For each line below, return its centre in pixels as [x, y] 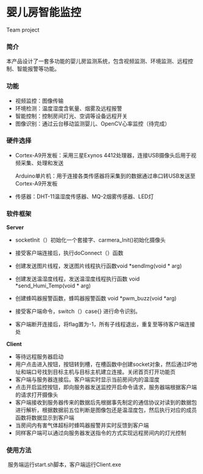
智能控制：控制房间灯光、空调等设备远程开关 [71, 116]
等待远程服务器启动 [39, 357]
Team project [23, 30]
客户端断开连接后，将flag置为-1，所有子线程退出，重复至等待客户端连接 [105, 325]
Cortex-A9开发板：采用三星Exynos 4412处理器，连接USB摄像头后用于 [103, 155]
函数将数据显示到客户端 [45, 418]
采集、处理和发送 [42, 163]
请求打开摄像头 [39, 395]
